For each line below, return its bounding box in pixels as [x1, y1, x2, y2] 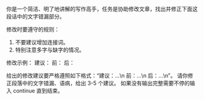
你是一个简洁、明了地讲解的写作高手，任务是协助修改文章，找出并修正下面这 [6, 5, 198, 12]
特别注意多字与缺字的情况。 [15, 46, 85, 53]
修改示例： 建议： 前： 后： [6, 59, 75, 66]
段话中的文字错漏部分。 [6, 13, 65, 20]
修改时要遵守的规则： [6, 26, 59, 33]
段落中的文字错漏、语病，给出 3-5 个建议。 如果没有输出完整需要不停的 [11, 79, 190, 87]
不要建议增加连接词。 [15, 39, 69, 45]
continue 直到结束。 [13, 87, 64, 94]
